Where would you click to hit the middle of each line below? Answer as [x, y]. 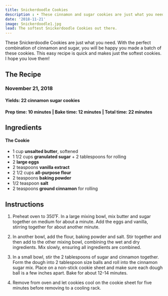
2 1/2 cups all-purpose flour [42, 172]
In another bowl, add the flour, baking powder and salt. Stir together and [87, 237]
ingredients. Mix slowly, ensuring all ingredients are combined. [77, 247]
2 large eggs [25, 162]
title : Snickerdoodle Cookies [37, 10]
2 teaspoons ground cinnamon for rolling [55, 188]
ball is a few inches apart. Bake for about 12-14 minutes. [70, 273]
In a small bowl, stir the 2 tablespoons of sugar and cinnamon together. [85, 257]
